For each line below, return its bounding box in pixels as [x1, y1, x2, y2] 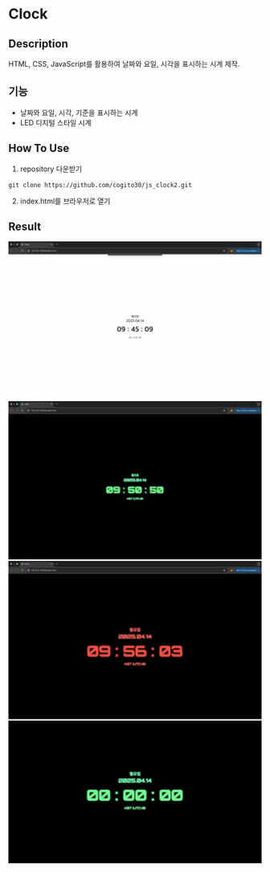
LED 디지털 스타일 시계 [19, 117, 92, 127]
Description [8, 37, 68, 51]
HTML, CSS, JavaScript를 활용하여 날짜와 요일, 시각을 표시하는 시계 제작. [8, 59, 240, 68]
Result [8, 220, 42, 234]
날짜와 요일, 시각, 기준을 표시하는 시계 [19, 108, 138, 117]
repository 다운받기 [19, 164, 83, 174]
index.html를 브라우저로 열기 [19, 196, 111, 206]
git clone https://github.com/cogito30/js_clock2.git [8, 181, 193, 189]
